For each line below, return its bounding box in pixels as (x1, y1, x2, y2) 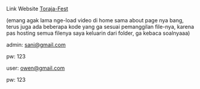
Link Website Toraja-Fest (6, 5, 68, 12)
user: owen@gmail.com (6, 64, 65, 72)
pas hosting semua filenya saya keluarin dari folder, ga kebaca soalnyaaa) (6, 29, 190, 37)
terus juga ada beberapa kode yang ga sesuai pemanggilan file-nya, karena (6, 23, 195, 30)
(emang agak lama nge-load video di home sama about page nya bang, (6, 17, 184, 23)
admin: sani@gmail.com (6, 41, 66, 48)
